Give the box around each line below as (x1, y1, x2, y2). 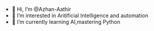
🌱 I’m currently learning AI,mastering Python (11, 18, 121, 25)
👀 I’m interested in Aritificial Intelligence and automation (11, 12, 149, 19)
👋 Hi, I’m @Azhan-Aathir (11, 6, 71, 13)
